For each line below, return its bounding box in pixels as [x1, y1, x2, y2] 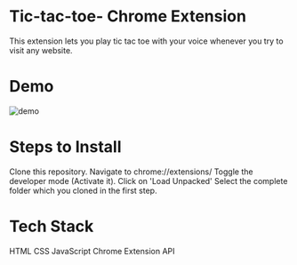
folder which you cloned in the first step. [9, 185, 157, 196]
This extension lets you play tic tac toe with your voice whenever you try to [9, 36, 284, 46]
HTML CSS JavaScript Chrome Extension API [9, 245, 175, 256]
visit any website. [9, 44, 73, 55]
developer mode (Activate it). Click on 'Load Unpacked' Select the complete [9, 175, 288, 186]
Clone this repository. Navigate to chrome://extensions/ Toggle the [9, 166, 253, 177]
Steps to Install [9, 137, 122, 157]
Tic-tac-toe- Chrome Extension [9, 6, 247, 27]
